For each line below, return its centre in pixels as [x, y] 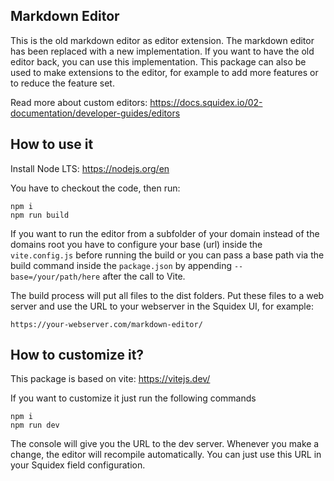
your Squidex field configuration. [78, 465]
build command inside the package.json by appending [121, 265]
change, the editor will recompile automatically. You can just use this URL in [166, 455]
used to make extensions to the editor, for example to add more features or [164, 72]
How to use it [52, 144]
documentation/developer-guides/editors [95, 113]
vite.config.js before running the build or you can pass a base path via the [167, 255]
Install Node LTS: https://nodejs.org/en [90, 168]
